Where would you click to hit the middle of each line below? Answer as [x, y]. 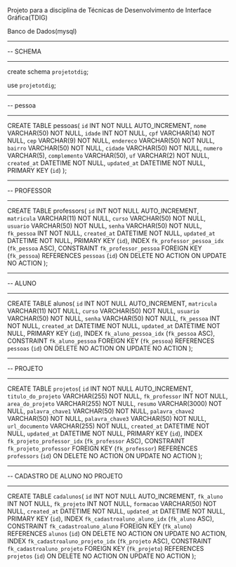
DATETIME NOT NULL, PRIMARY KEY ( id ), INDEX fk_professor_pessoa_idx [116, 241]
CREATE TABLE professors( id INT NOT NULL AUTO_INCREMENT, [103, 211]
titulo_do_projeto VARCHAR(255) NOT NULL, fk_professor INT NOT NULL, [118, 396]
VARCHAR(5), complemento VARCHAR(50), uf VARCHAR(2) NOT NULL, [109, 155]
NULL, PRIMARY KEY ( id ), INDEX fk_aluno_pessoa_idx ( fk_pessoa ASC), [111, 333]
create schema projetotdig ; [48, 72]
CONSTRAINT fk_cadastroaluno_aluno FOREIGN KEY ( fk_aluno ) [100, 526]
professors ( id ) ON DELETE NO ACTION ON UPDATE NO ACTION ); [105, 456]
